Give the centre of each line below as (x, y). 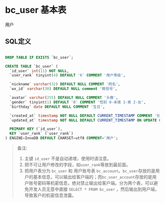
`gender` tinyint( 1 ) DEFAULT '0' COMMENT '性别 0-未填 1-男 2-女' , (78, 102)
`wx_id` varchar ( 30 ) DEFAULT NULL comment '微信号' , (64, 89)
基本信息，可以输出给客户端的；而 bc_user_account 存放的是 (93, 177)
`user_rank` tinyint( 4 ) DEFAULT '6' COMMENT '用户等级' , (68, 76)
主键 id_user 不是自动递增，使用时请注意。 (68, 158)
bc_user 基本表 (36, 10)
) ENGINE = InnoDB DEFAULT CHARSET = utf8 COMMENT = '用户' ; (62, 138)
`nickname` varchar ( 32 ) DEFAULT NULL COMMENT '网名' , (65, 84)
